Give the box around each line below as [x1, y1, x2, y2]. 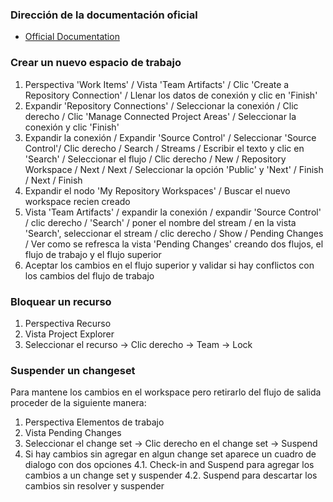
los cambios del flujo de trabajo [24, 269, 155, 282]
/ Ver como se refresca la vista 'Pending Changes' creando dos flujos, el [24, 238, 324, 250]
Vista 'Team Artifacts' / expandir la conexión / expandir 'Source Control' [24, 206, 322, 218]
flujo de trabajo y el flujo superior [24, 248, 162, 260]
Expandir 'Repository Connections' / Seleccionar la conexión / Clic [24, 99, 299, 112]
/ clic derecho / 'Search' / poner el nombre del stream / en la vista [24, 216, 297, 228]
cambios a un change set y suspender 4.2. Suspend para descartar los [24, 469, 318, 482]
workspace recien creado [24, 195, 131, 207]
